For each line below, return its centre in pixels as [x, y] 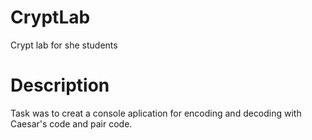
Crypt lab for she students [64, 45]
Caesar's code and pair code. [71, 123]
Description [60, 85]
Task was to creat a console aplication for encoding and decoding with [156, 113]
